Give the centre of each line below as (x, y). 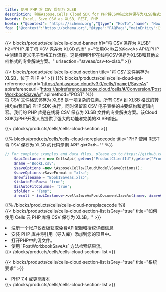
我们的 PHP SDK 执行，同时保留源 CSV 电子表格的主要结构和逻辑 (84, 106)
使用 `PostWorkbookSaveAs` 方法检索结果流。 (58, 246)
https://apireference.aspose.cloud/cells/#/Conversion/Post (101, 89)
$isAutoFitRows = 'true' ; (40, 182)
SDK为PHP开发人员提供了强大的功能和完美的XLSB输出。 (63, 119)
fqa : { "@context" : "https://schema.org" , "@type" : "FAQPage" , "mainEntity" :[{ (84, 28)
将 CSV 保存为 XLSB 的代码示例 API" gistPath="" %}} (59, 145)
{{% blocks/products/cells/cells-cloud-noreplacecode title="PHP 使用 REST (82, 139)
